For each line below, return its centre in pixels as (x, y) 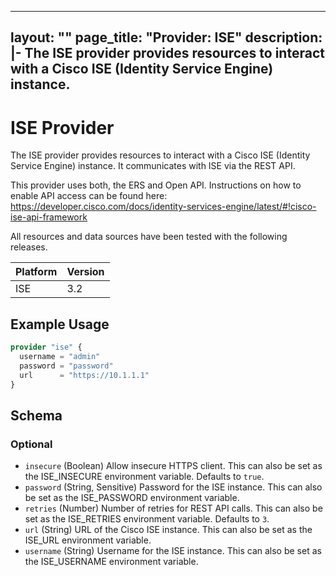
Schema (36, 415)
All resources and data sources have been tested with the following (149, 237)
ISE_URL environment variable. (88, 540)
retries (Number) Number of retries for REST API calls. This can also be (173, 508)
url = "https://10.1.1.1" (84, 375)
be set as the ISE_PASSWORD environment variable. (132, 498)
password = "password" (66, 366)
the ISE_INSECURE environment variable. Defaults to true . (144, 477)
